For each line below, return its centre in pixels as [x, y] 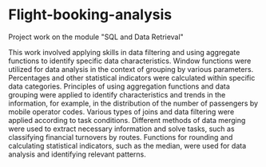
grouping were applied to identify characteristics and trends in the [117, 94]
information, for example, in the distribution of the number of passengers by [133, 103]
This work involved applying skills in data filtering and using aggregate [124, 52]
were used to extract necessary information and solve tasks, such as [121, 129]
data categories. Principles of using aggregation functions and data [119, 86]
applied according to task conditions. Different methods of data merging [127, 120]
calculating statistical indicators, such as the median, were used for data [127, 145]
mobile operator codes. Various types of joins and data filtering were [121, 111]
